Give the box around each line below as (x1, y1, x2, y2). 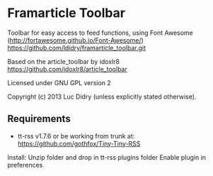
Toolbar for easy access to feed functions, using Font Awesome (7, 28, 193, 37)
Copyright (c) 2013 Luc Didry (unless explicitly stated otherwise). (7, 92, 197, 101)
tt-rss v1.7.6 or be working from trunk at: (17, 131, 135, 140)
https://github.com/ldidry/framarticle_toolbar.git (7, 43, 146, 52)
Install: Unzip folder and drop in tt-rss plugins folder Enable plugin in (7, 153, 207, 161)
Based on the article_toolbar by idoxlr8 (7, 57, 120, 65)
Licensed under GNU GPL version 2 (7, 78, 111, 87)
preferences (7, 160, 43, 169)
